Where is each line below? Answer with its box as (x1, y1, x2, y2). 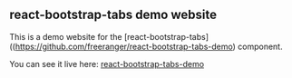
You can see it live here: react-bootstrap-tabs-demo (9, 58, 205, 69)
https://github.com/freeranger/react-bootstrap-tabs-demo (15, 41, 233, 52)
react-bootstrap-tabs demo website (9, 7, 218, 23)
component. (237, 41, 283, 52)
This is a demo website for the (9, 31, 122, 42)
